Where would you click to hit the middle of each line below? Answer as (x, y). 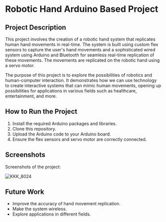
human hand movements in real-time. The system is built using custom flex (82, 44)
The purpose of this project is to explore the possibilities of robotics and (79, 75)
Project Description (36, 27)
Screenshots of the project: (33, 167)
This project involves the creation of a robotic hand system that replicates (80, 39)
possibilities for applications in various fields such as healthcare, (71, 91)
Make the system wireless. (39, 209)
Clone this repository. (34, 129)
